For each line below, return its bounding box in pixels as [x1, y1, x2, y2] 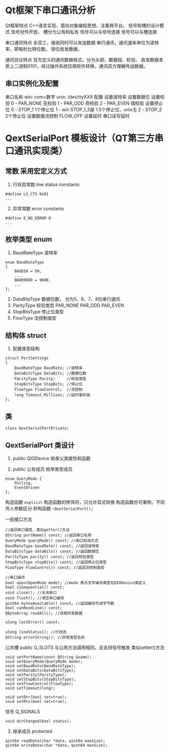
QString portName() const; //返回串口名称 [5, 533, 92, 538]
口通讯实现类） [5, 145, 68, 156]
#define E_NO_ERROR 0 [5, 215, 51, 221]
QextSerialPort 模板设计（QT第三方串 [5, 133, 164, 144]
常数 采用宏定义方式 [5, 167, 67, 176]
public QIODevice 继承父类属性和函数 [12, 455, 91, 461]
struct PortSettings [5, 356, 49, 361]
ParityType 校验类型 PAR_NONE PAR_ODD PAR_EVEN [12, 302, 124, 308]
